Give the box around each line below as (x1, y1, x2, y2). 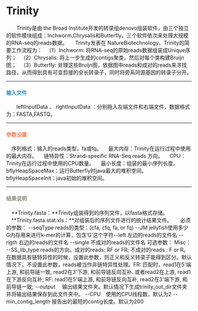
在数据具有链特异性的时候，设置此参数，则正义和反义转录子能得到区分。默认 (6, 253, 192, 261)
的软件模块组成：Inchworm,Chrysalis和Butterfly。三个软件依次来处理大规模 (6, 31, 189, 39)
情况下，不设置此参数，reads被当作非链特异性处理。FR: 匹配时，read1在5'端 (6, 261, 192, 268)
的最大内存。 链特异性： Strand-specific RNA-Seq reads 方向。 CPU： (6, 153, 186, 160)
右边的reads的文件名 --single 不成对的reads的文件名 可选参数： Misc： (18, 238, 192, 246)
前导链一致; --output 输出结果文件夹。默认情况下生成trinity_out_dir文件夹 (6, 283, 187, 290)
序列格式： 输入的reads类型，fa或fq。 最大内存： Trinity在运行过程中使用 (11, 145, 191, 152)
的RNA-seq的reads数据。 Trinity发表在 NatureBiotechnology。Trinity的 (6, 39, 184, 46)
